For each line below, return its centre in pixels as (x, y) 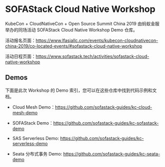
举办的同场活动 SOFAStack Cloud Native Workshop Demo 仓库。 (72, 30)
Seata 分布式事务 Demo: (37, 154)
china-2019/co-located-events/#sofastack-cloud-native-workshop (74, 46)
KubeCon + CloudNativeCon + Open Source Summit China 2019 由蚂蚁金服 (82, 23)
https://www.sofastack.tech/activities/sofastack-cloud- (92, 56)
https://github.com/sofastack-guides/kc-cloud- (103, 107)
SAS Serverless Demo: (36, 138)
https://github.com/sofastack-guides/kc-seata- (112, 154)
